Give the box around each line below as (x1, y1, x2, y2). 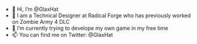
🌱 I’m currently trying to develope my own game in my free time (11, 24, 168, 32)
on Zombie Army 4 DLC (11, 18, 70, 25)
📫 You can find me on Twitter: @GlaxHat (11, 32, 113, 38)
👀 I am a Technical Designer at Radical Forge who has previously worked (11, 12, 191, 19)
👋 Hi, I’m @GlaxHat (11, 6, 59, 12)
